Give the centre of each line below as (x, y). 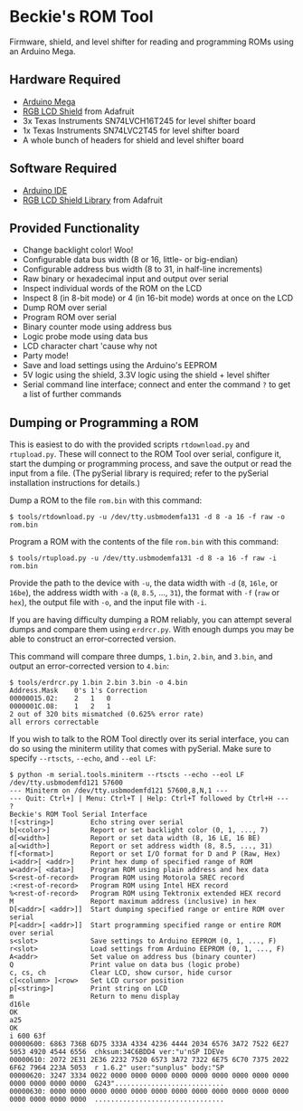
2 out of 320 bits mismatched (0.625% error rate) (107, 715)
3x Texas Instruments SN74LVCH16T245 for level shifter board (139, 120)
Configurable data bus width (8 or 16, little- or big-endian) (130, 260)
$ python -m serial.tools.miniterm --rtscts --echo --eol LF (127, 775)
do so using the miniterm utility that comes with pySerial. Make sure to (140, 749)
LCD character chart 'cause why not (90, 347)
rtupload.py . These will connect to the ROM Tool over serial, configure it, (146, 454)
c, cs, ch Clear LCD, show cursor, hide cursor (121, 973)
